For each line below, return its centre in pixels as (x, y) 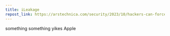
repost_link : (19, 14)
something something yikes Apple (40, 28)
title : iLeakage (22, 10)
